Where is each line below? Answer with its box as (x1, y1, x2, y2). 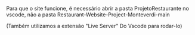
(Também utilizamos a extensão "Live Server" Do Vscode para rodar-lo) (6, 23, 182, 29)
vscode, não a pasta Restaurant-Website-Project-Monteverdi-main (6, 11, 170, 18)
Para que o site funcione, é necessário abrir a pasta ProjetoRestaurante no (6, 5, 190, 12)
